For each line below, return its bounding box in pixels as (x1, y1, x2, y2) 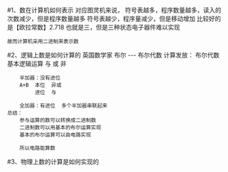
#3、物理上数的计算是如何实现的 (7, 158, 100, 166)
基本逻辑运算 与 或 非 (7, 60, 67, 67)
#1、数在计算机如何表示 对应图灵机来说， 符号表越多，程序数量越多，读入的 (7, 6, 222, 14)
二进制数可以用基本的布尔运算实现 (19, 124, 102, 131)
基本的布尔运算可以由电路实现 (19, 132, 91, 138)
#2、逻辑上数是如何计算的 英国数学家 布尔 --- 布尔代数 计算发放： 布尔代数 (7, 51, 220, 59)
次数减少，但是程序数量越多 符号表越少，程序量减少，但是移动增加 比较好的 (7, 14, 221, 23)
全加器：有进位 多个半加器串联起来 (19, 102, 108, 109)
